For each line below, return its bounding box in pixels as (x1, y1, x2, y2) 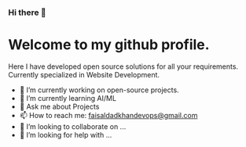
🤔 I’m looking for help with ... (19, 130, 112, 139)
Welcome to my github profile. (8, 36, 210, 54)
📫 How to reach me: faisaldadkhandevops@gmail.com (19, 110, 198, 120)
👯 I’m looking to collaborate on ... (19, 121, 127, 131)
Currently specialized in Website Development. (8, 70, 160, 79)
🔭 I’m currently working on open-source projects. (19, 85, 179, 95)
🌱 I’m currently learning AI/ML (19, 93, 116, 102)
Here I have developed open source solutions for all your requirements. (8, 62, 238, 71)
